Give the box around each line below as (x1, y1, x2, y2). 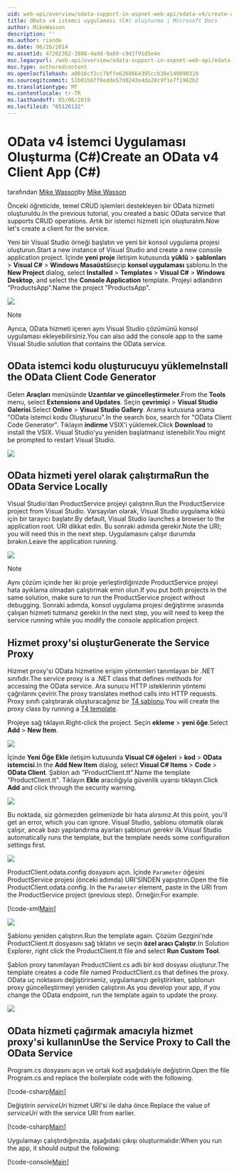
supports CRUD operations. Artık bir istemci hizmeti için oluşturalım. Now (7, 217, 220, 225)
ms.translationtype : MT (7, 83, 78, 90)
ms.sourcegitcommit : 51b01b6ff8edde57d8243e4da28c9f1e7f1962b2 (7, 76, 199, 84)
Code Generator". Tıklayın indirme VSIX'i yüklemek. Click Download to (7, 420, 213, 429)
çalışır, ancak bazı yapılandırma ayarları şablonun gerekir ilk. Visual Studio (7, 825, 222, 834)
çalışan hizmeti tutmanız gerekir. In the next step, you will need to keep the (7, 608, 225, 617)
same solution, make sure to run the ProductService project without (7, 593, 206, 602)
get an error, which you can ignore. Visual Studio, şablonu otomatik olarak (7, 818, 224, 827)
